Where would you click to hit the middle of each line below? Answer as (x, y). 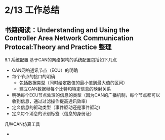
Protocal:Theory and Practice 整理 (58, 47)
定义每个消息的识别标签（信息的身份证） (53, 114)
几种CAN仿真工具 (22, 124)
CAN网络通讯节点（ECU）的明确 (45, 70)
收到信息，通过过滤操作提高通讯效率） (51, 101)
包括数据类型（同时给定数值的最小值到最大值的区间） (73, 83)
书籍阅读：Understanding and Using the (67, 30)
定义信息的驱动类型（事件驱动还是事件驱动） (57, 107)
